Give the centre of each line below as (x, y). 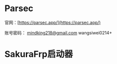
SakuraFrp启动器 (39, 54)
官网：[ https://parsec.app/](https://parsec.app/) (53, 22)
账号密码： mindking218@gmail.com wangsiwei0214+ (58, 32)
